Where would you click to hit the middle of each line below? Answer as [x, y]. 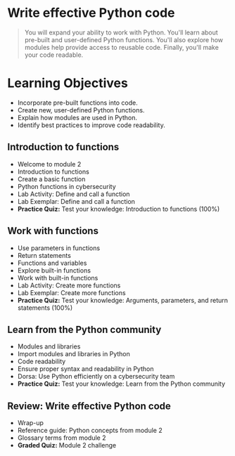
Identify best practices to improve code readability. [91, 125]
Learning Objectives [68, 83]
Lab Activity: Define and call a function [74, 194]
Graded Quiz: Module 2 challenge [67, 445]
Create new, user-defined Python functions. [81, 110]
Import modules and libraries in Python [74, 354]
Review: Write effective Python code [89, 406]
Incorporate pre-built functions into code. [78, 103]
